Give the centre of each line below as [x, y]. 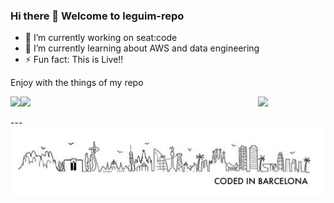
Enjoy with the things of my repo [77, 83]
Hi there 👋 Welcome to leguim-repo [97, 16]
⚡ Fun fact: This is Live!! [74, 60]
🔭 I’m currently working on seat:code [101, 38]
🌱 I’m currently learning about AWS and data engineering [142, 48]
